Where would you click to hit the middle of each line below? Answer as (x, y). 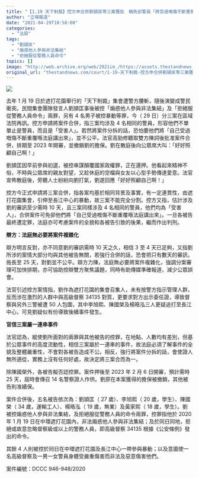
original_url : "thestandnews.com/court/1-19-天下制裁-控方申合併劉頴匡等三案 (98, 72)
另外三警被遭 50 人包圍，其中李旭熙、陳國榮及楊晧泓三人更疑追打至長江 (104, 304)
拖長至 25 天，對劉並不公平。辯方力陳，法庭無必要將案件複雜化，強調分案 (96, 262)
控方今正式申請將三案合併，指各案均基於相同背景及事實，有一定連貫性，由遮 (99, 193)
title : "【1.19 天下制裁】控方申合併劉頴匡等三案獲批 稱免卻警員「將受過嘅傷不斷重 (98, 12)
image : (14, 67)
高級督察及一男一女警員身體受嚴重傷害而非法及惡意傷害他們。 (86, 456)
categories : (21, 28)
